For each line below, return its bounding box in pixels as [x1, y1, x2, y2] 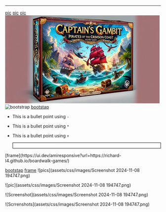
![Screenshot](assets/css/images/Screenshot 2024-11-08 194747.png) [5, 192, 148, 198]
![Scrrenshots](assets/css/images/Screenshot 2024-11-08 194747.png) [5, 201, 150, 207]
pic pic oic [5, 10, 26, 15]
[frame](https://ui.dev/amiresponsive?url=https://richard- [5, 153, 122, 158]
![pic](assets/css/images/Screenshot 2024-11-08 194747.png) [5, 182, 131, 188]
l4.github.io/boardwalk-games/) [5, 158, 70, 164]
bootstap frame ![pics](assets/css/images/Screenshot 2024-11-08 [5, 168, 140, 173]
